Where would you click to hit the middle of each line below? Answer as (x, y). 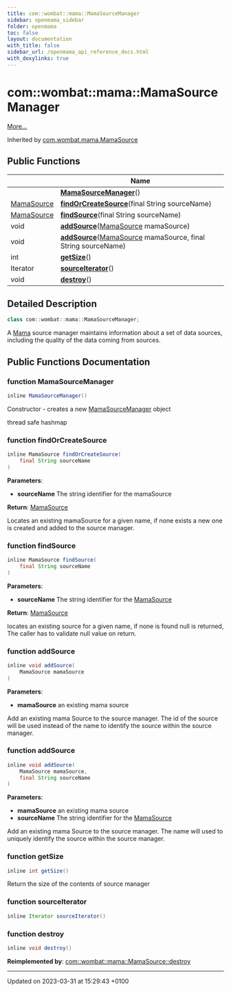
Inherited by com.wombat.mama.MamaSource (73, 139)
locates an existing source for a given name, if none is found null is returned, (115, 626)
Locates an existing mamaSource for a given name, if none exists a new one (115, 520)
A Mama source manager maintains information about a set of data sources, (115, 333)
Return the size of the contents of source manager (78, 884)
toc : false (23, 33)
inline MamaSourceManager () (47, 396)
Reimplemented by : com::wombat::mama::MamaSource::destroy (99, 961)
